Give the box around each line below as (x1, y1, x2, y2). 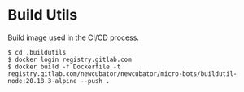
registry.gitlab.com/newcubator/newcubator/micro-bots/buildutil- (7, 69, 237, 78)
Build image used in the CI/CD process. (7, 33, 140, 42)
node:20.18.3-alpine (7, 77, 78, 85)
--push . (80, 77, 111, 85)
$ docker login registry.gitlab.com (7, 55, 132, 64)
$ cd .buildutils (7, 48, 67, 56)
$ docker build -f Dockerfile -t (7, 63, 121, 71)
